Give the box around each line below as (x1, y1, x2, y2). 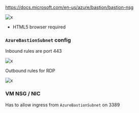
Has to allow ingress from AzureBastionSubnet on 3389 (5, 101, 120, 108)
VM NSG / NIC (5, 90, 41, 97)
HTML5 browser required (12, 24, 66, 30)
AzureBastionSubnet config (5, 36, 71, 44)
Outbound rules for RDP (5, 68, 55, 74)
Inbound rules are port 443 (5, 48, 62, 54)
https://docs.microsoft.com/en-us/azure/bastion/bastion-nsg (5, 5, 134, 10)
